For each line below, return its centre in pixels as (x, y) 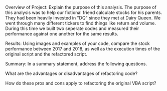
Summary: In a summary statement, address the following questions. (76, 64)
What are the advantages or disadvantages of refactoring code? (71, 73)
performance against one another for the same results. (62, 34)
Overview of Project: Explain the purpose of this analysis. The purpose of (81, 7)
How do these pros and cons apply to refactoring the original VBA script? (81, 83)
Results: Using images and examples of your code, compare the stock (77, 43)
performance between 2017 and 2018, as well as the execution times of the (83, 49)
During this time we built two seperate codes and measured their (72, 28)
